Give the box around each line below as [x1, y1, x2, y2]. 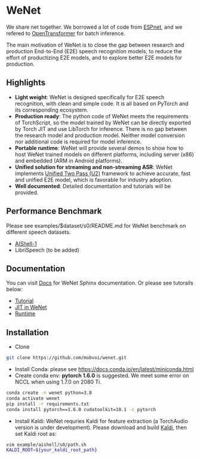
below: [6, 286, 23, 293]
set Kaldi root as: [14, 430, 57, 437]
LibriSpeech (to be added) [14, 246, 79, 253]
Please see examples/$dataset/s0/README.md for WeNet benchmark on [6, 222, 186, 229]
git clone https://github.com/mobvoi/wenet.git [6, 355, 127, 361]
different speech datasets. [6, 228, 71, 235]
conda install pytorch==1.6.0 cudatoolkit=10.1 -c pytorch [6, 406, 156, 412]
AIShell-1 [14, 240, 37, 247]
